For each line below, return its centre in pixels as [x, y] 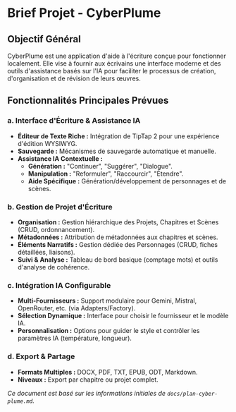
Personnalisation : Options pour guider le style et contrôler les [108, 331]
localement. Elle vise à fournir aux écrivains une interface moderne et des [114, 63]
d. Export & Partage [41, 356]
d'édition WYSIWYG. [47, 143]
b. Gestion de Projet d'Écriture [60, 207]
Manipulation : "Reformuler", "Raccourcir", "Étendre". [106, 174]
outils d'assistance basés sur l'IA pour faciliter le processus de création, [112, 71]
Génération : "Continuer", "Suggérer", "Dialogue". [100, 166]
